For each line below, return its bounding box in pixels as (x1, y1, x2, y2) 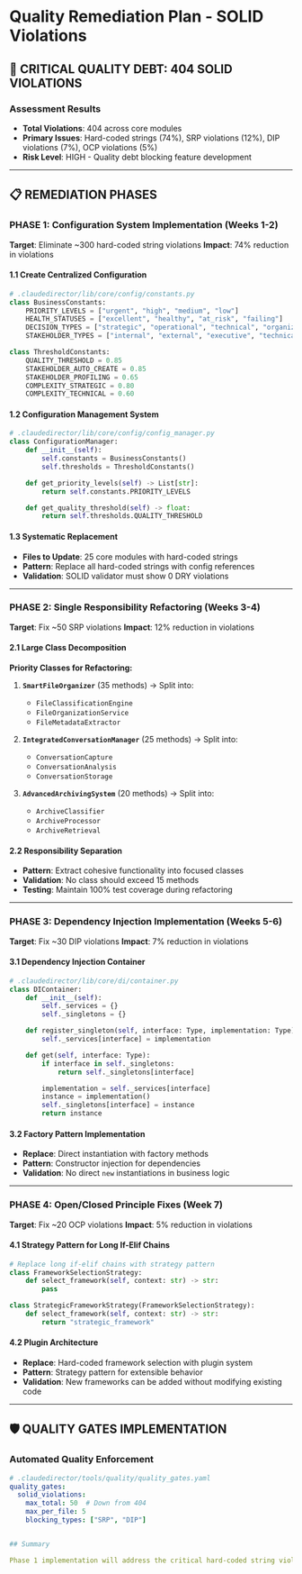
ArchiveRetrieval (35, 826, 102, 835)
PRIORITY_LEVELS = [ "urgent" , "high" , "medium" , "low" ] (25, 306, 240, 315)
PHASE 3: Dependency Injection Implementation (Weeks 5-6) (9, 915, 283, 928)
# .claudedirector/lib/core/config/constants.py (9, 289, 195, 298)
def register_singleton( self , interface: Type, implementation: (25, 1026, 271, 1035)
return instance (41, 1109, 102, 1118)
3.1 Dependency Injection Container (9, 957, 146, 968)
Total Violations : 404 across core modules (22, 123, 182, 133)
